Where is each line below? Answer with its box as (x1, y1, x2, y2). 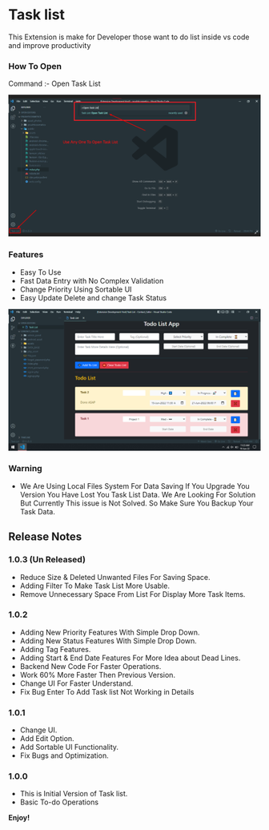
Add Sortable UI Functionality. (19, 743, 118, 752)
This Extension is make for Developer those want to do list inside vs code (8, 32, 250, 42)
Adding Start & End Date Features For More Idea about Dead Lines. (19, 653, 241, 663)
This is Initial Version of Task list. (19, 789, 128, 799)
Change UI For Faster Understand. (19, 679, 134, 688)
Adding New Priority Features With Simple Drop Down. (19, 627, 200, 637)
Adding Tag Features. (19, 644, 91, 654)
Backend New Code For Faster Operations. (19, 661, 162, 671)
